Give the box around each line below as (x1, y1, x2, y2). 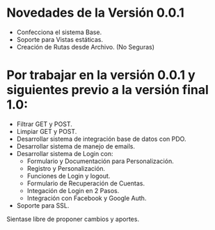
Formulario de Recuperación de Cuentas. (26, 179, 145, 187)
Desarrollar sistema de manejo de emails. (16, 141, 136, 151)
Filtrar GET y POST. (16, 120, 72, 128)
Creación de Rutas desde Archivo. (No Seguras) (16, 43, 154, 51)
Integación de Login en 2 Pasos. (26, 186, 120, 194)
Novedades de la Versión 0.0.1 (6, 5, 185, 21)
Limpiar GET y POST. (16, 127, 77, 135)
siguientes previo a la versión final (6, 82, 209, 98)
